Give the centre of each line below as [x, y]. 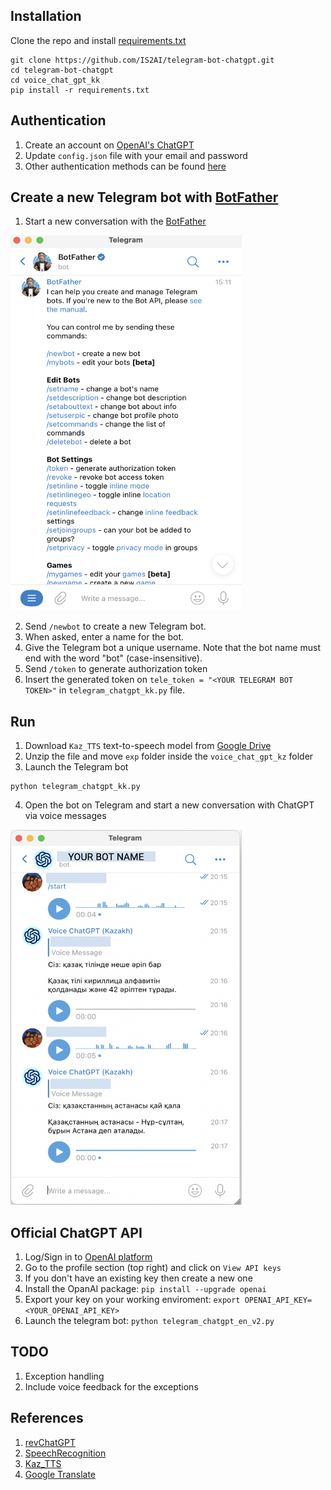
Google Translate [60, 1474]
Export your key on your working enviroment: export [132, 1300]
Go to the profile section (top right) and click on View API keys [153, 1268]
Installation [46, 16]
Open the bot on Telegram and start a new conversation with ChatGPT [169, 805]
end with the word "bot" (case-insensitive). [113, 658]
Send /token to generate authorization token [116, 669]
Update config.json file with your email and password [136, 155]
